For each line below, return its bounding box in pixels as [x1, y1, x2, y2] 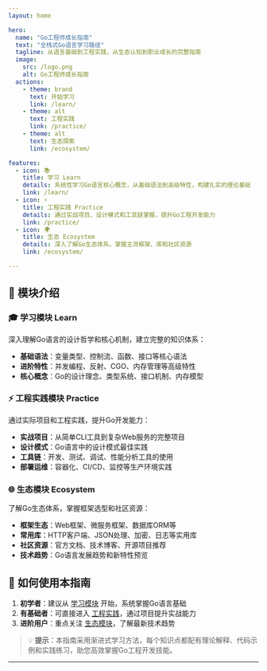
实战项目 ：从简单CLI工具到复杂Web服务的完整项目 [19, 432, 185, 441]
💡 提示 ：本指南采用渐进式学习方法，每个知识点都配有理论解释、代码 [27, 635, 251, 645]
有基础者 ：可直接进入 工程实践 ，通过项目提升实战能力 [19, 608, 196, 618]
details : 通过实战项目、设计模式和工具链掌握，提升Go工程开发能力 [22, 210, 216, 219]
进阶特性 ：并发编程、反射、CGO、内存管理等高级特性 [19, 361, 196, 371]
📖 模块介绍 [8, 286, 60, 300]
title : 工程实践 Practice [22, 203, 103, 211]
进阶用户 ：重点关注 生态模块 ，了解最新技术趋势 [19, 618, 176, 628]
